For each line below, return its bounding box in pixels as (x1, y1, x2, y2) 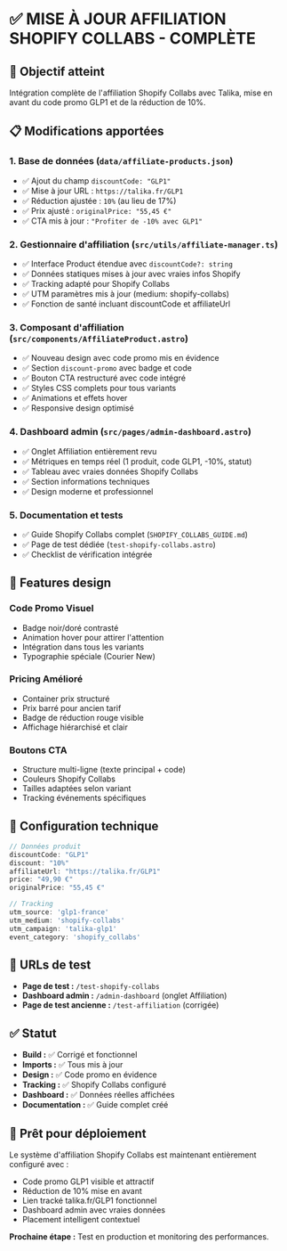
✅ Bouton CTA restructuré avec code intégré (21, 372, 187, 383)
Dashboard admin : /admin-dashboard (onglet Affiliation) (21, 990, 227, 1002)
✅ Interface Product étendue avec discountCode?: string (21, 258, 234, 269)
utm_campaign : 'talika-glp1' (9, 924, 117, 933)
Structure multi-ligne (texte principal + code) (21, 764, 187, 775)
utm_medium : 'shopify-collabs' (9, 916, 125, 925)
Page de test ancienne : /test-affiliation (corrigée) (21, 1000, 219, 1010)
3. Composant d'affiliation (9, 321, 124, 333)
